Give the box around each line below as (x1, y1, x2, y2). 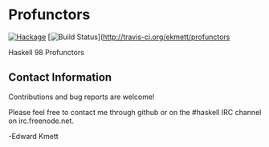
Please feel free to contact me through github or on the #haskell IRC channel (8, 107, 262, 117)
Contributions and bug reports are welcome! (8, 92, 155, 101)
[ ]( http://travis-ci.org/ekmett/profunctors (47, 32, 230, 42)
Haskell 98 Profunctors (8, 47, 84, 57)
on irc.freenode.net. (8, 116, 75, 125)
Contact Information (8, 70, 112, 85)
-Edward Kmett (8, 131, 59, 141)
